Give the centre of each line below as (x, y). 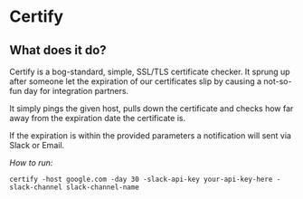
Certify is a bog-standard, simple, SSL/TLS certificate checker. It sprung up (150, 71)
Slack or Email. (37, 145)
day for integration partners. (76, 91)
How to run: (31, 163)
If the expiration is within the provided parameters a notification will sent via (151, 136)
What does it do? (58, 50)
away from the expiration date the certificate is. (98, 118)
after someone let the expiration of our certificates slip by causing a (136, 81)
